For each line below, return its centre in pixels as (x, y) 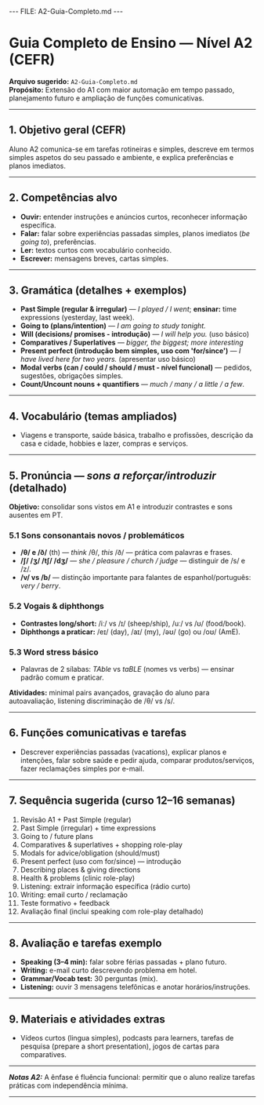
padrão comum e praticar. (62, 677)
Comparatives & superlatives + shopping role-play (101, 844)
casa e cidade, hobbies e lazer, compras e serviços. (104, 443)
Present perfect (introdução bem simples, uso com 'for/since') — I (130, 351)
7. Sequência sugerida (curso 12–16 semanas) (122, 801)
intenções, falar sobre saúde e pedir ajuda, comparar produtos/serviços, (137, 760)
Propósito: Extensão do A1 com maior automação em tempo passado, (122, 89)
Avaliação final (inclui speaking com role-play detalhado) (112, 911)
